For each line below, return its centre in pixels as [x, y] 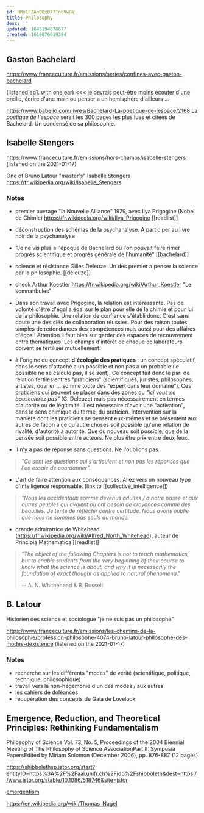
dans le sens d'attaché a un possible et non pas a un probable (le [97, 367]
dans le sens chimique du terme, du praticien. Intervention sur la [96, 412]
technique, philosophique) [48, 679]
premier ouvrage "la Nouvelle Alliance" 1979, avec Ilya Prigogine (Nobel [105, 212]
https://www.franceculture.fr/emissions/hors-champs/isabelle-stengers [96, 157]
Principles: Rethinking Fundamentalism [83, 727]
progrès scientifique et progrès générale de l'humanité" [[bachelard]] [102, 254]
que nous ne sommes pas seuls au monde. [75, 518]
